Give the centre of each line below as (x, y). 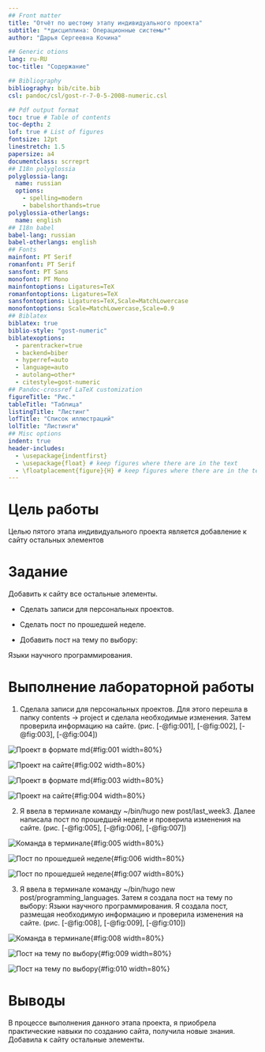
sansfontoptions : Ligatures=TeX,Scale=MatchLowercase (99, 302)
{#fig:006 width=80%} (148, 859)
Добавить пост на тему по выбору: (78, 640)
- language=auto (42, 368)
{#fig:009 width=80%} (134, 954)
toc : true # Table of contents (60, 117)
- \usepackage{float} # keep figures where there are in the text (127, 463)
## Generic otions (38, 52)
